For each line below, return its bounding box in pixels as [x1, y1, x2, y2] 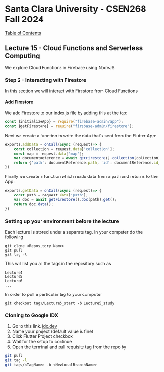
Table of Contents [5, 30, 41, 36]
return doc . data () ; [14, 201, 54, 207]
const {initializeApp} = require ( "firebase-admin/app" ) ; [5, 119, 123, 124]
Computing [5, 52, 40, 60]
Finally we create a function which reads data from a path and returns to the [5, 174, 158, 179]
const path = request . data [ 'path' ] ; [14, 193, 89, 198]
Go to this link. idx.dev [12, 323, 57, 329]
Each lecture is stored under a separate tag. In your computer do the [5, 229, 143, 235]
